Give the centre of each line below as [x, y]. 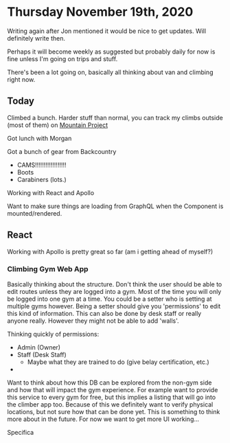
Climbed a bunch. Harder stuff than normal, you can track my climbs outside [115, 117]
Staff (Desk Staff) [42, 354]
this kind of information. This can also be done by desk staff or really [104, 313]
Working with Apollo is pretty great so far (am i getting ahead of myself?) [110, 251]
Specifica [21, 432]
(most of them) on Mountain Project [58, 125]
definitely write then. [36, 38]
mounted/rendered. [35, 213]
